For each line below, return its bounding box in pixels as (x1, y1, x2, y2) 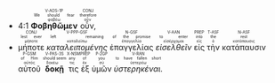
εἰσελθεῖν (155, 42, 192, 52)
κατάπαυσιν (222, 42, 267, 52)
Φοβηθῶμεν (30, 20, 78, 31)
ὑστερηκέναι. (113, 64, 163, 74)
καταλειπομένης (45, 42, 109, 52)
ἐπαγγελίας (109, 42, 154, 52)
